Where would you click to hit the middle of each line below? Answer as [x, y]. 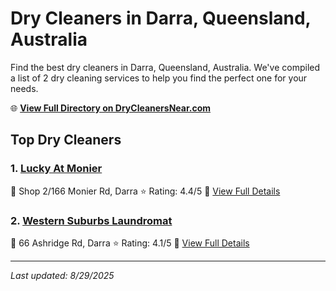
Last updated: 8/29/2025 [62, 275]
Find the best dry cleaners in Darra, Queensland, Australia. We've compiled [165, 67]
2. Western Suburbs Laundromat [91, 220]
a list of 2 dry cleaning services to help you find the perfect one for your [159, 78]
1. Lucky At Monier [56, 169]
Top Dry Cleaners [66, 140]
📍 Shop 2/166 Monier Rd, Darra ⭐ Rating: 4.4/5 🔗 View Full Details [145, 191]
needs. [24, 88]
